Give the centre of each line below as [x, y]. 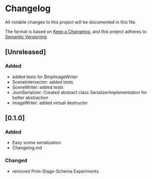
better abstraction [30, 97]
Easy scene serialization [36, 143]
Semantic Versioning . [26, 37]
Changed [16, 160]
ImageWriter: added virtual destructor [50, 103]
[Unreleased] [26, 52]
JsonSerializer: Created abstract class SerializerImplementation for [80, 92]
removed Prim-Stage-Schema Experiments [55, 171]
